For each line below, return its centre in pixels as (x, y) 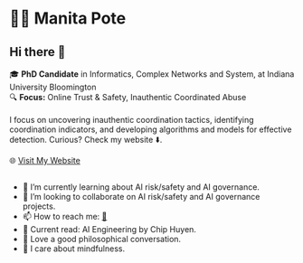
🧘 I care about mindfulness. (73, 249)
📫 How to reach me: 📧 (65, 217)
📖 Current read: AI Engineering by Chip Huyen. (109, 230)
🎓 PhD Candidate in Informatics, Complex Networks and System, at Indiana (152, 74)
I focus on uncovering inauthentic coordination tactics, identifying (132, 120)
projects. (39, 206)
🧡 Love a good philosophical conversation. (102, 240)
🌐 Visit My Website (45, 160)
